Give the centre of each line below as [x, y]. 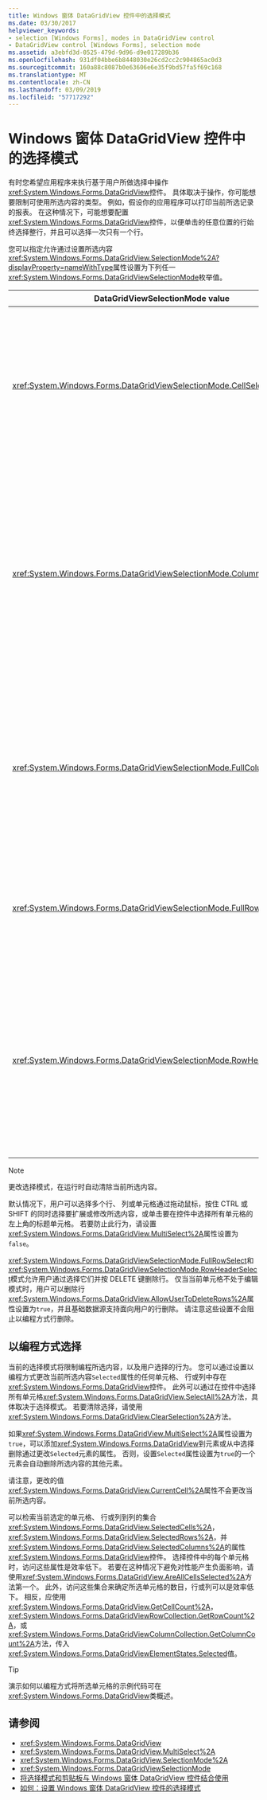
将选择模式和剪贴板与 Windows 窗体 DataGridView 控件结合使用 [124, 1778]
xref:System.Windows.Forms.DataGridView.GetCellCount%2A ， [113, 1607]
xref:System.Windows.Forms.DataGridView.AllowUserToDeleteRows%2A [128, 1299]
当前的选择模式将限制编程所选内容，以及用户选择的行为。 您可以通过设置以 [131, 1367]
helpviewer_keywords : [44, 30]
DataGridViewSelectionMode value [162, 299]
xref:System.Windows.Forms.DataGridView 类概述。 [93, 1696]
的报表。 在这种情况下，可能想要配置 [68, 213]
